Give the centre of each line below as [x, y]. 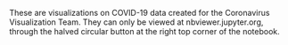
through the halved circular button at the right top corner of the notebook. [145, 31]
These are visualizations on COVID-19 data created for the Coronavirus [140, 13]
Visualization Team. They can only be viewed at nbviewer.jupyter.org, [136, 22]
